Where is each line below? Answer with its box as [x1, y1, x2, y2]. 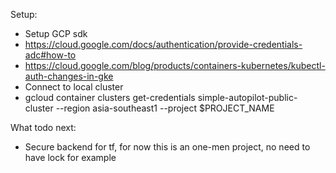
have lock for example [24, 152, 117, 163]
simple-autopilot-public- [197, 92, 298, 103]
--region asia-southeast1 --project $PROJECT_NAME [55, 102, 275, 114]
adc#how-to [24, 49, 77, 61]
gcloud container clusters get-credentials [24, 92, 196, 103]
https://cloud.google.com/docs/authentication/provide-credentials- [24, 39, 303, 50]
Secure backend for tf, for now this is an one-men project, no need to [24, 141, 311, 153]
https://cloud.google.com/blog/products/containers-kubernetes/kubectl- [24, 60, 326, 71]
